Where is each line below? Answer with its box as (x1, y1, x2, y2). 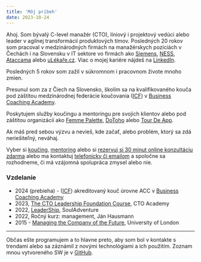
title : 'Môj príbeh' (6, 8, 58, 15)
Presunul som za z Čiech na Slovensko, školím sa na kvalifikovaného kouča (6, 86, 191, 93)
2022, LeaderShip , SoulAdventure (14, 206, 99, 213)
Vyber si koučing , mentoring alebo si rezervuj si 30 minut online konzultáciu (6, 146, 193, 153)
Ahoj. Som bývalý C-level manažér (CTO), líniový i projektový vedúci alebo (6, 31, 190, 38)
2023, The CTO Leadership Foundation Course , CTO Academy (14, 200, 169, 207)
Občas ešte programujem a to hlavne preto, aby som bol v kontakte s (6, 236, 176, 243)
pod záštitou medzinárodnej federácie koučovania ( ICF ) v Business (6, 92, 172, 99)
